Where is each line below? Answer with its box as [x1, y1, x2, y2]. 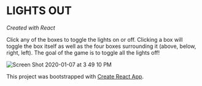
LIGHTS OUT [6, 4, 72, 18]
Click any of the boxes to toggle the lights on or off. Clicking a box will [6, 36, 183, 43]
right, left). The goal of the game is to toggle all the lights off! [6, 49, 160, 56]
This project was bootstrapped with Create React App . [6, 72, 144, 80]
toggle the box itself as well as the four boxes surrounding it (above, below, [6, 42, 196, 50]
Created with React [6, 24, 55, 31]
